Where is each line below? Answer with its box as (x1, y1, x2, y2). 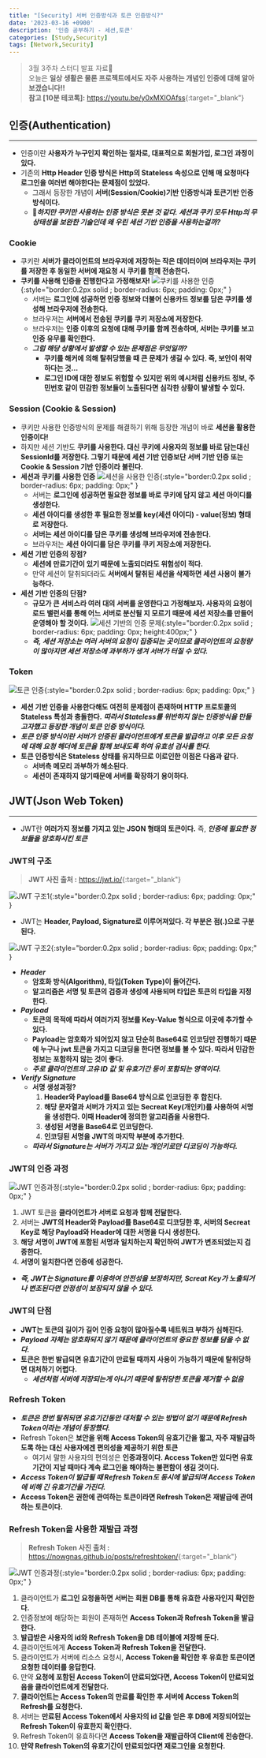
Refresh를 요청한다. (20, 1702, 83, 1711)
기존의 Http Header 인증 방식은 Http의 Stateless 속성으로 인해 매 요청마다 (20, 167, 249, 178)
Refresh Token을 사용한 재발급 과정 (9, 1524, 139, 1535)
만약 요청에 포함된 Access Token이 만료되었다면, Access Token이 (20, 1672, 227, 1681)
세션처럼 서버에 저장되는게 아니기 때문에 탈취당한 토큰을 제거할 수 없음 (31, 1374, 244, 1383)
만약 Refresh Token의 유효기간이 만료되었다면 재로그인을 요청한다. (20, 1741, 226, 1751)
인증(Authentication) (9, 118, 112, 132)
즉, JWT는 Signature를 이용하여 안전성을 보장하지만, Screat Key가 (20, 1274, 228, 1283)
